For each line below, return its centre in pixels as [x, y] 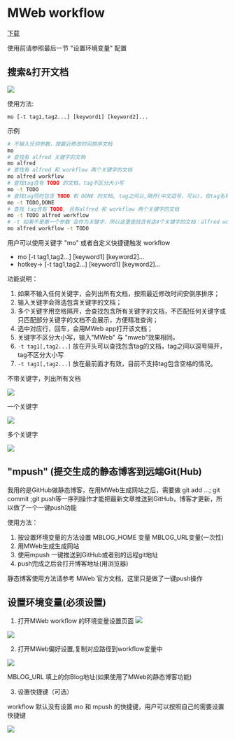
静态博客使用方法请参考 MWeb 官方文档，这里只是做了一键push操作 [105, 578]
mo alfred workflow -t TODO [48, 229]
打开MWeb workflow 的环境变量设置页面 [76, 620]
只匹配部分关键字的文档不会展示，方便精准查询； [88, 320]
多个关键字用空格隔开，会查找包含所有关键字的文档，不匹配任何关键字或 [121, 311]
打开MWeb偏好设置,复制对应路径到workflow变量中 [90, 648]
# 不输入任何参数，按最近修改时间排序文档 [60, 144]
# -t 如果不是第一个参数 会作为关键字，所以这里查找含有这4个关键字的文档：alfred [114, 222]
